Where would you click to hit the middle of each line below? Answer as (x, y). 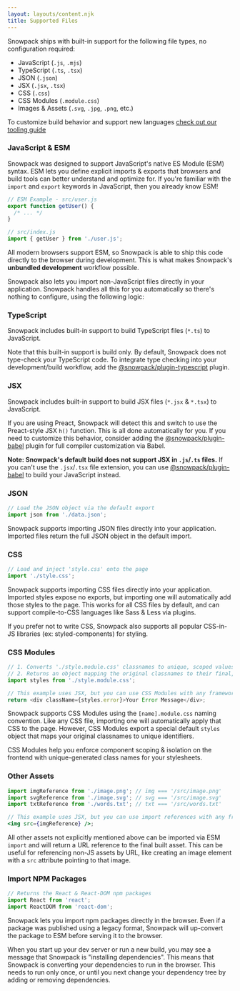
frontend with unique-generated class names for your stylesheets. (105, 757)
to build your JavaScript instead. (73, 474)
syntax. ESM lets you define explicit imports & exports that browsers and (114, 171)
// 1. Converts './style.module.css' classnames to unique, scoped (110, 667)
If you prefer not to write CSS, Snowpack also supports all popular (105, 626)
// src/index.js (31, 232)
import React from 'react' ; (49, 900)
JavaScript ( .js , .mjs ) (50, 62)
